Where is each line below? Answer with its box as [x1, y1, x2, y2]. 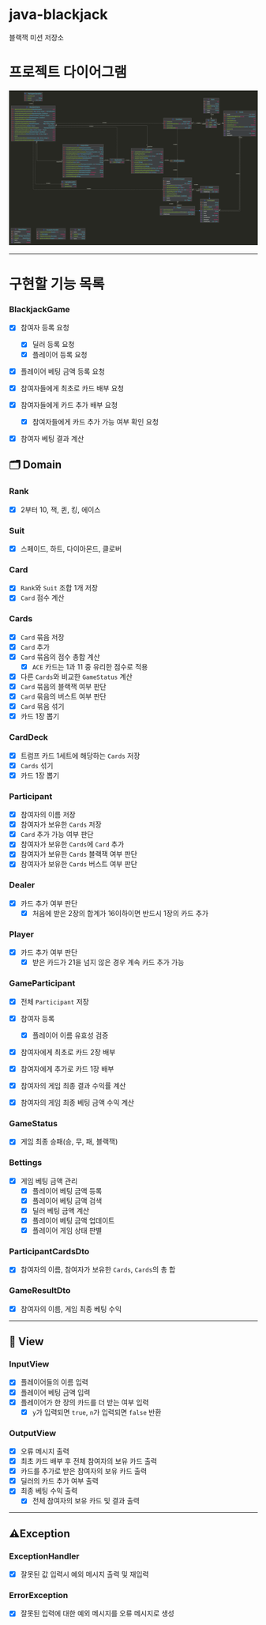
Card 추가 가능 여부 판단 [20, 830, 94, 839]
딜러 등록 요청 [32, 340, 75, 349]
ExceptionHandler [9, 1551, 80, 1562]
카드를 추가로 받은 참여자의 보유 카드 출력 [20, 1466, 148, 1476]
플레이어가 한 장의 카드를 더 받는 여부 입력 [20, 1397, 149, 1407]
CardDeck [9, 732, 48, 743]
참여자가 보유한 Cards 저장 [20, 820, 102, 829]
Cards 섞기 [20, 760, 54, 770]
